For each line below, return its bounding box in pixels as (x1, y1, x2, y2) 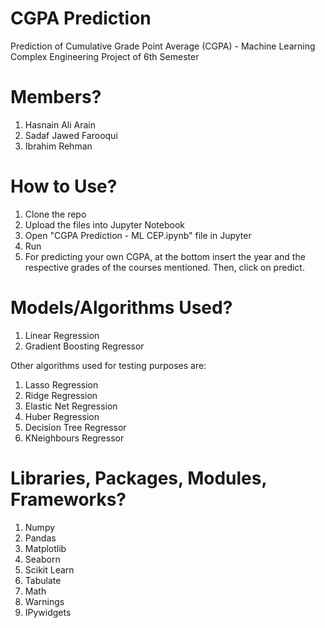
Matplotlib (24, 542, 67, 554)
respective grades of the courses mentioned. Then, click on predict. (24, 261, 305, 273)
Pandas (24, 532, 57, 544)
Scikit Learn (24, 563, 75, 576)
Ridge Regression (24, 389, 98, 401)
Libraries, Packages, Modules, (10, 467, 267, 489)
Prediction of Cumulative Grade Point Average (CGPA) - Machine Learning (10, 40, 316, 52)
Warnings (24, 595, 65, 607)
